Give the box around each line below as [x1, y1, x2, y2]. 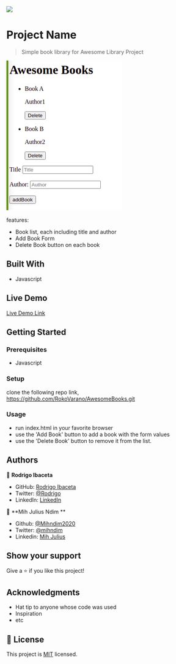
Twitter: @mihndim [15, 526, 63, 534]
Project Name [6, 28, 77, 42]
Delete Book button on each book [15, 241, 100, 248]
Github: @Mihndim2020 [15, 519, 76, 527]
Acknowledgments [6, 587, 81, 597]
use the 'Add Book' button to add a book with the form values [15, 431, 170, 438]
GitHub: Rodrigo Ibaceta [15, 483, 76, 490]
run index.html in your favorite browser [15, 424, 113, 431]
